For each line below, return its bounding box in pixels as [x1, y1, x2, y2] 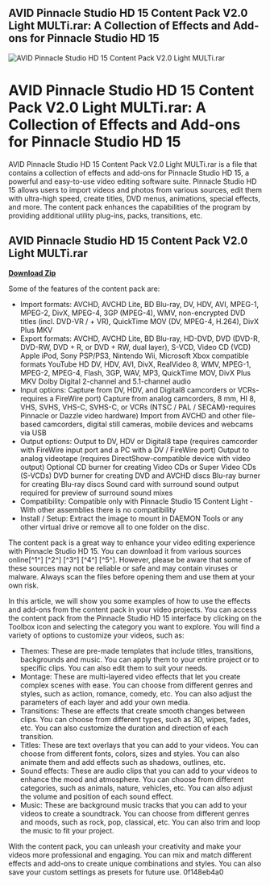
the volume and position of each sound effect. [19, 792, 173, 801]
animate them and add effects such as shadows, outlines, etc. [19, 757, 226, 767]
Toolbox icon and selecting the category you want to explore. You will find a [8, 621, 260, 631]
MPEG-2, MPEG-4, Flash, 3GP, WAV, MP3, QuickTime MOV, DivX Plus [19, 368, 251, 377]
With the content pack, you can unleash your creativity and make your [8, 841, 242, 851]
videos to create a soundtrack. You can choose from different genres [19, 808, 250, 818]
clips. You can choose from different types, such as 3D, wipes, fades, [19, 714, 251, 724]
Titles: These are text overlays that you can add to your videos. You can [19, 740, 259, 750]
